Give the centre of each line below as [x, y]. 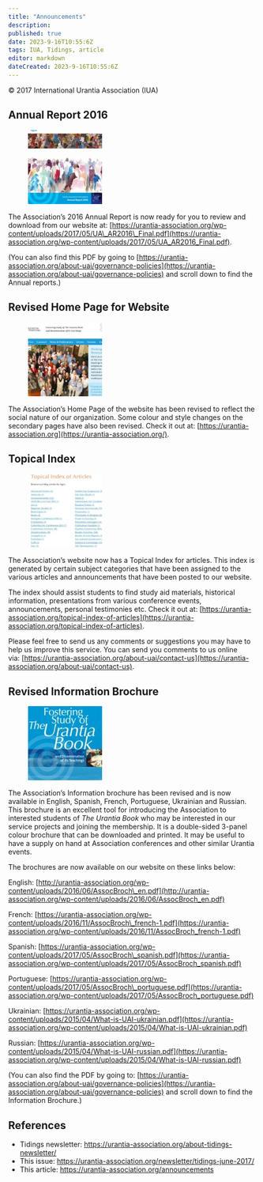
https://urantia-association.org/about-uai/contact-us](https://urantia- [137, 658]
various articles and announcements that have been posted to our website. [130, 577]
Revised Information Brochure [84, 691]
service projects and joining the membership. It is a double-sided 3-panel [128, 827]
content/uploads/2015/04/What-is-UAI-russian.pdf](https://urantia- [118, 1052]
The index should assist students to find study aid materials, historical [122, 592]
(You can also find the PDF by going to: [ [74, 1075]
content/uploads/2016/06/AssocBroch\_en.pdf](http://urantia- [109, 891]
